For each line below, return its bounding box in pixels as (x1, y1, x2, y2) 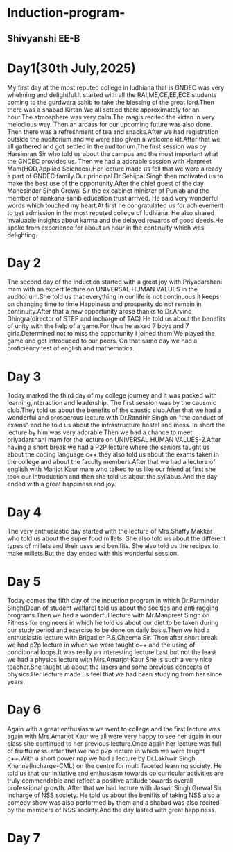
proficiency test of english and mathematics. (7, 344, 135, 352)
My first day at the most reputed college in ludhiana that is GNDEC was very (7, 83, 225, 92)
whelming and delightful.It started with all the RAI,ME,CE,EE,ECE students (7, 90, 217, 99)
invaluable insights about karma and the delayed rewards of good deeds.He (7, 216, 224, 224)
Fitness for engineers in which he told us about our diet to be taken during (7, 619, 219, 627)
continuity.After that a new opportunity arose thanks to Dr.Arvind (7, 307, 192, 316)
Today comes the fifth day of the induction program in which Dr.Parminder (7, 597, 220, 605)
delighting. (7, 230, 38, 239)
